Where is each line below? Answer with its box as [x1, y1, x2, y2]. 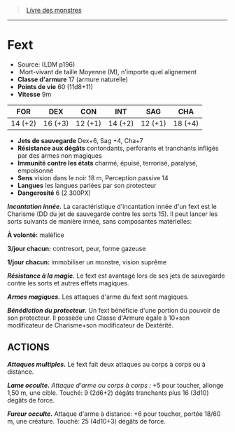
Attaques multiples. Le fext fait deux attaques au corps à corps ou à [7, 360, 206, 368]
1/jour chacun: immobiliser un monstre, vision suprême [7, 257, 166, 266]
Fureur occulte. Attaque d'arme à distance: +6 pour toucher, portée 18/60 [7, 410, 221, 418]
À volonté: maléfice [7, 231, 64, 239]
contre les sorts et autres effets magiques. [7, 278, 129, 287]
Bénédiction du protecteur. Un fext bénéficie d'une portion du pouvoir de [7, 306, 220, 314]
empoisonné [17, 166, 54, 175]
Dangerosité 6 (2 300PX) [17, 189, 91, 197]
